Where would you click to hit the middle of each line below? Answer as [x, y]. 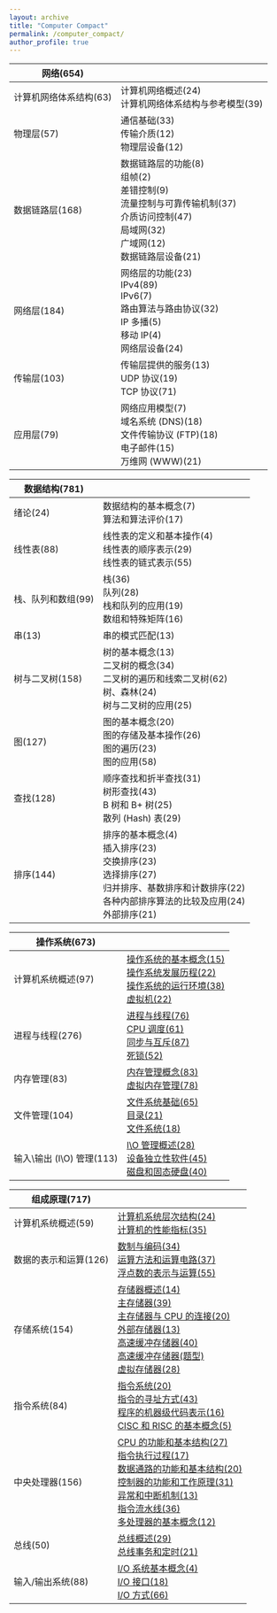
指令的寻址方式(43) [158, 1400]
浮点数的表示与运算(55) [166, 1273]
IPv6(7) [137, 296]
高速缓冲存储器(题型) [161, 1356]
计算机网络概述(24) [161, 91]
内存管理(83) [41, 1079]
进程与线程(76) [158, 1016]
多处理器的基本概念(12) [166, 1522]
